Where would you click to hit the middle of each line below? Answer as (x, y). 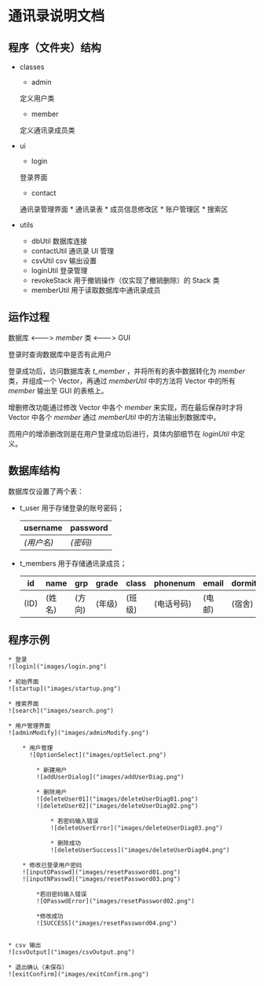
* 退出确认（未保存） (38, 968)
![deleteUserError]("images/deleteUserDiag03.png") (136, 828)
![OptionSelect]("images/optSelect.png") (98, 755)
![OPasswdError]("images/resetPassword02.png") (115, 901)
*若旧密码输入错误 (62, 895)
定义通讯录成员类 (47, 130)
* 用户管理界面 (29, 726)
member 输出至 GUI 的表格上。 (58, 390)
